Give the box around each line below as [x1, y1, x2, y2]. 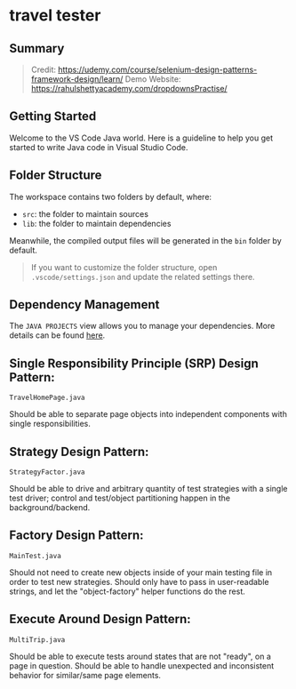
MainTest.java [9, 551, 62, 560]
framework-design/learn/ [30, 74, 124, 84]
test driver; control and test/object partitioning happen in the [9, 493, 231, 503]
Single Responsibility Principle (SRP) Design [9, 356, 260, 371]
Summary [9, 41, 65, 56]
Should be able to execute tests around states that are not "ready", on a [9, 651, 271, 661]
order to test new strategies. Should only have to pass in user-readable [9, 576, 269, 587]
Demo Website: [124, 74, 181, 84]
